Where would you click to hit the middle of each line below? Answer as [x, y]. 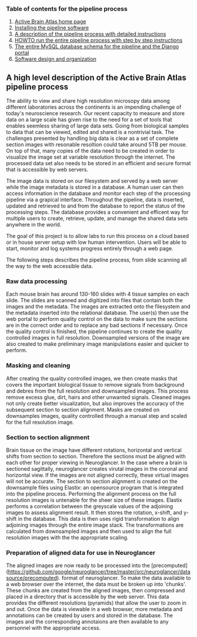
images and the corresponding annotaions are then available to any [87, 622]
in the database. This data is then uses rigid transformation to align [99, 519]
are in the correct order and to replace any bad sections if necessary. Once [97, 326]
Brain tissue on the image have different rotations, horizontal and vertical [94, 450]
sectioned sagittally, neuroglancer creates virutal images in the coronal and [97, 469]
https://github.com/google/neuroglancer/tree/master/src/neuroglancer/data [99, 572]
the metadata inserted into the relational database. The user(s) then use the [97, 313]
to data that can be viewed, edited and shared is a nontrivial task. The [90, 132]
